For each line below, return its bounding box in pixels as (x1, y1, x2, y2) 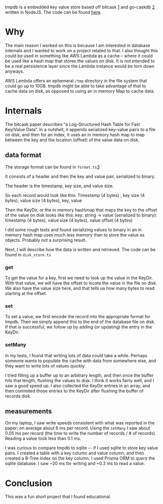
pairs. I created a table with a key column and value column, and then (5, 450, 145, 456)
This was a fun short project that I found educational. (5, 494, 111, 500)
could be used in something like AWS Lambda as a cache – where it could (5, 53, 153, 58)
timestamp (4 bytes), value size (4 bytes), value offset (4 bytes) (5, 217, 133, 223)
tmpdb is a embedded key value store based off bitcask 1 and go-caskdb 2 (5, 4, 155, 10)
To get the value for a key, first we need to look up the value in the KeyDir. (5, 275, 153, 281)
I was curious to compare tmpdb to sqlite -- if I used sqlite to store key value (5, 445, 158, 451)
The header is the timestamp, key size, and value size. (5, 183, 114, 189)
